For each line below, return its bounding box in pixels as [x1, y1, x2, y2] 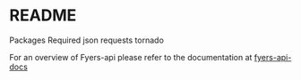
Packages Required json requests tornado [9, 35, 164, 45]
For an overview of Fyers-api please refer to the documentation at [9, 52, 253, 62]
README [9, 5, 77, 26]
